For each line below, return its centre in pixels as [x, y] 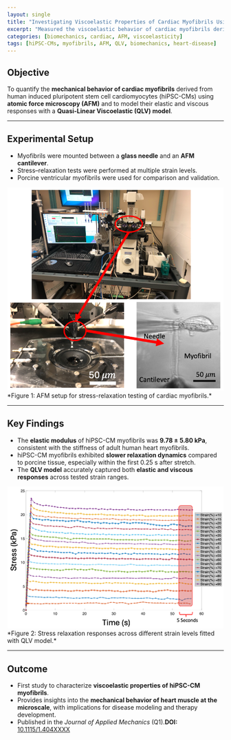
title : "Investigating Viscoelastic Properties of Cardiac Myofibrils [110, 22]
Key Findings [36, 424]
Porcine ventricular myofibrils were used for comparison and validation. [118, 177]
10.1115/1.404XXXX [44, 730]
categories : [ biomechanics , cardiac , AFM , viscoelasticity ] [95, 37]
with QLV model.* [32, 641]
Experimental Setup [51, 139]
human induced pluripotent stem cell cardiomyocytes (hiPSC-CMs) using [111, 96]
